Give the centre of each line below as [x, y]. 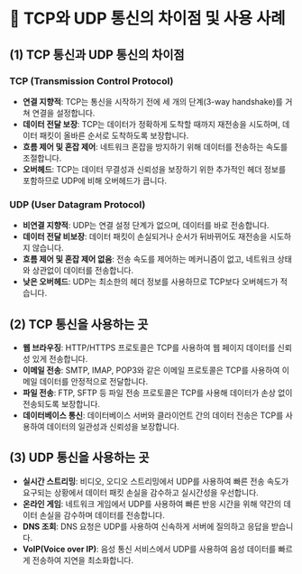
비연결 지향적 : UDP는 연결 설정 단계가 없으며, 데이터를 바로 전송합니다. [146, 226]
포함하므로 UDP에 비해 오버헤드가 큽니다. [95, 181]
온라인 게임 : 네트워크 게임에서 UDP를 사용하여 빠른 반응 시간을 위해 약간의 [152, 504]
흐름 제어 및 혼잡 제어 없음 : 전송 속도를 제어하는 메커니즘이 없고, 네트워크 [149, 259]
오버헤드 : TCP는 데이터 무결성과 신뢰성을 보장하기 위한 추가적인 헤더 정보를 [154, 169]
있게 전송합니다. [60, 358]
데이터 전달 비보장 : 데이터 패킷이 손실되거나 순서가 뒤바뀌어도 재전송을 [145, 236]
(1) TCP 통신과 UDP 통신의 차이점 [97, 55]
